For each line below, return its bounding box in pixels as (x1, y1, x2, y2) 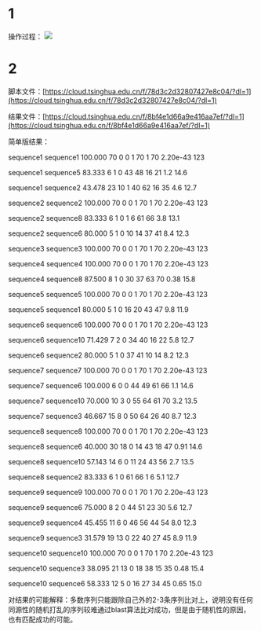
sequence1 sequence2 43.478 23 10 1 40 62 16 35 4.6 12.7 (8, 182, 198, 193)
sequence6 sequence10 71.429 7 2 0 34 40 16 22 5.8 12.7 (8, 335, 194, 344)
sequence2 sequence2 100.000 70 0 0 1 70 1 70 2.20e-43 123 (8, 198, 208, 207)
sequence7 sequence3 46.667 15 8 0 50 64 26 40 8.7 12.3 (8, 411, 198, 420)
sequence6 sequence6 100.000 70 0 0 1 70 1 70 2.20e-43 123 (8, 320, 208, 329)
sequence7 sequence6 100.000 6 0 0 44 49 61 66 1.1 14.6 (8, 380, 194, 390)
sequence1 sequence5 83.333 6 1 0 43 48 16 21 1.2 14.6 (8, 167, 188, 177)
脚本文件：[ (8, 86, 45, 96)
